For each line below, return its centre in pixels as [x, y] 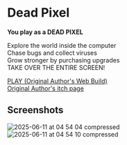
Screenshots [35, 110]
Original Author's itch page [46, 88]
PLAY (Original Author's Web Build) [57, 80]
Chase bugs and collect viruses [52, 53]
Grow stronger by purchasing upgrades [63, 60]
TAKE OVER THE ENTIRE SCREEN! [56, 67]
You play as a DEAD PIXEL [45, 32]
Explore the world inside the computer [62, 45]
